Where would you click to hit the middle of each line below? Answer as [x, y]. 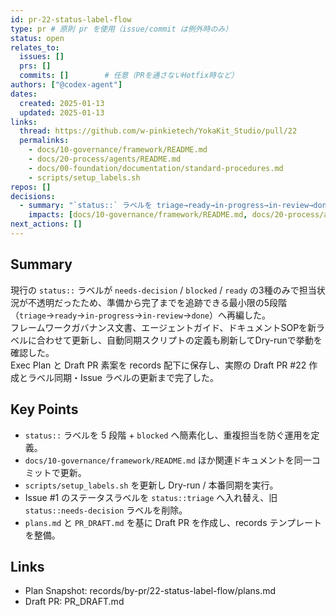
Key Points [44, 409]
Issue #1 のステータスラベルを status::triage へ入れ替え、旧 [151, 497]
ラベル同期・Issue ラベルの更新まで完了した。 [123, 377]
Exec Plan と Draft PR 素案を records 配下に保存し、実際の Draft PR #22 [158, 365]
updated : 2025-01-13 [62, 112]
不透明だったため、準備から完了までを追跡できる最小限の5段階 [157, 302]
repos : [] [31, 187]
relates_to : [35, 47]
